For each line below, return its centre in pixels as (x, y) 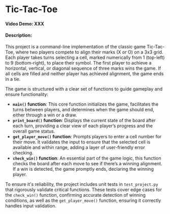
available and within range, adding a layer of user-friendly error (79, 147)
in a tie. (13, 79)
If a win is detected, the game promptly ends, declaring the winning (83, 169)
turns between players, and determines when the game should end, (83, 109)
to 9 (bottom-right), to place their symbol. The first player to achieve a (78, 63)
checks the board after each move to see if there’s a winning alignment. (87, 163)
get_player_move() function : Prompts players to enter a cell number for (87, 136)
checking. (23, 152)
